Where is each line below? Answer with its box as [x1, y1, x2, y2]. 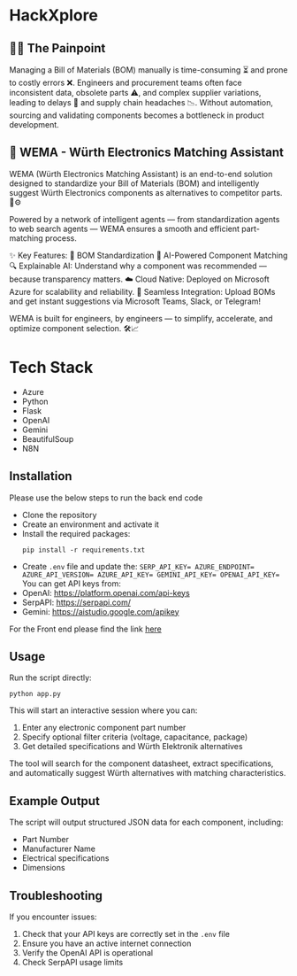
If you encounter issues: [9, 911, 97, 922]
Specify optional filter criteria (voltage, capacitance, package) [21, 732, 248, 742]
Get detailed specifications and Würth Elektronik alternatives [21, 741, 243, 752]
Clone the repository [21, 509, 97, 520]
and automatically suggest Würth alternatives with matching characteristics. [9, 768, 286, 778]
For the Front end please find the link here [9, 624, 162, 634]
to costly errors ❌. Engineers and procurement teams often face [9, 77, 242, 88]
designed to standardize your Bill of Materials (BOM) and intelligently [9, 178, 260, 189]
